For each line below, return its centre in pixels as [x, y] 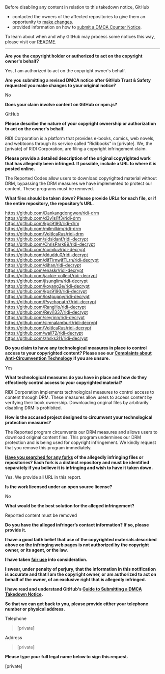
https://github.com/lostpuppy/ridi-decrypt [47, 296]
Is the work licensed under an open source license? [59, 487]
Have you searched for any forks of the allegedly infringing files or [74, 457]
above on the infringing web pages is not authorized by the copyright [77, 545]
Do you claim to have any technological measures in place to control [76, 348]
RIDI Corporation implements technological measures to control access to [80, 392]
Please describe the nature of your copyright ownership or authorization [81, 123]
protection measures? [28, 423]
